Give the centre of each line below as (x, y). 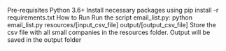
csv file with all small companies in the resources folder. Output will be (109, 32)
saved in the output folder (44, 40)
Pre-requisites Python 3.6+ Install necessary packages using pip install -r (113, 10)
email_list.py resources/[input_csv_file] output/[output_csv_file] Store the (112, 25)
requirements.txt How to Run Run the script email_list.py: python (100, 17)
